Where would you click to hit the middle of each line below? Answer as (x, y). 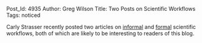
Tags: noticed (23, 15)
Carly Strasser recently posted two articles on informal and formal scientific (101, 27)
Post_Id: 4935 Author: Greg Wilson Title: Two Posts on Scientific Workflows (101, 9)
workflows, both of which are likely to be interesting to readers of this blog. (100, 33)
